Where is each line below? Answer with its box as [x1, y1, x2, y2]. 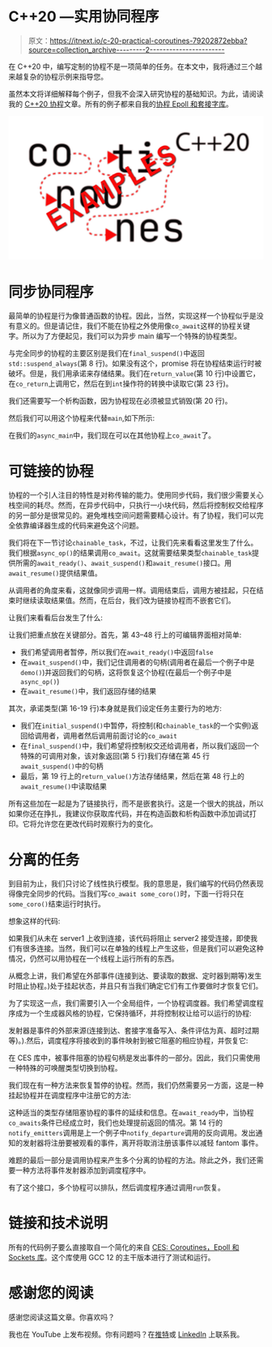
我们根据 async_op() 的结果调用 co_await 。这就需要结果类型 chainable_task [8, 548, 253, 558]
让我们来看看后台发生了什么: [8, 613, 104, 622]
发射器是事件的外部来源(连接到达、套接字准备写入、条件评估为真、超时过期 [8, 1026, 260, 1036]
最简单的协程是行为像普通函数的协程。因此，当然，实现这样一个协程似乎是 [8, 311, 257, 321]
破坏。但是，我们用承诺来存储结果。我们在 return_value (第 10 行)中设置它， [8, 369, 261, 378]
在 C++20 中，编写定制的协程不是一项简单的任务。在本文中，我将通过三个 [8, 62, 256, 71]
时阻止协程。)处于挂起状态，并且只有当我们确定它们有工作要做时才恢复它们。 [8, 981, 263, 991]
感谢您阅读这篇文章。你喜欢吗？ [8, 1312, 115, 1322]
